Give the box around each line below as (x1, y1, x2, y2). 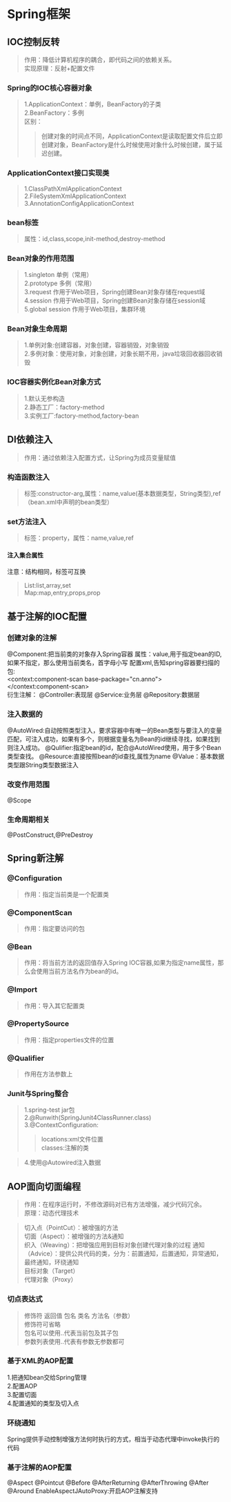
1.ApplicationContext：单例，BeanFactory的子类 (23, 100, 161, 108)
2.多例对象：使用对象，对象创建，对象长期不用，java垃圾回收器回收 (23, 349, 217, 358)
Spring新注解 (7, 852, 64, 864)
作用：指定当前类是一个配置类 (23, 890, 109, 898)
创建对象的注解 (7, 633, 57, 642)
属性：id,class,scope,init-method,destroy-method (23, 234, 165, 242)
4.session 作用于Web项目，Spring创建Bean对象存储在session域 (23, 296, 205, 305)
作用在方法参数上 (23, 1070, 73, 1078)
